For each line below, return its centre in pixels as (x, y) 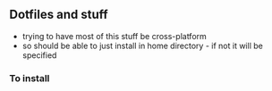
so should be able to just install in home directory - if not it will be (143, 45)
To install (30, 78)
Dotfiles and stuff (59, 15)
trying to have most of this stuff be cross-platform (115, 36)
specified (39, 55)
